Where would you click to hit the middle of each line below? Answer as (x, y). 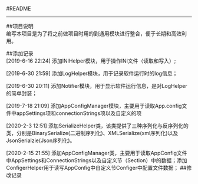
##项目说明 (20, 26)
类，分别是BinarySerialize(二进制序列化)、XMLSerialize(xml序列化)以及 (92, 133)
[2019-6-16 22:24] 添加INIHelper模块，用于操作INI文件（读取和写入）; (91, 61)
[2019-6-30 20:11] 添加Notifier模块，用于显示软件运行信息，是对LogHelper (97, 86)
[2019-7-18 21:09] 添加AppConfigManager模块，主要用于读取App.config (94, 106)
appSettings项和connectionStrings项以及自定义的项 (79, 113)
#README (19, 9)
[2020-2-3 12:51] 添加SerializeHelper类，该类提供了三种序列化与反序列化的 (97, 126)
